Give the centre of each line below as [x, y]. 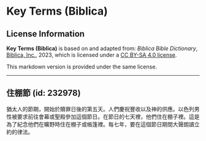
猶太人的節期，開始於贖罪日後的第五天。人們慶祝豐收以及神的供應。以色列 [100, 109]
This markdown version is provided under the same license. [82, 67]
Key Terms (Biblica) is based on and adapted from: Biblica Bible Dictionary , [102, 48]
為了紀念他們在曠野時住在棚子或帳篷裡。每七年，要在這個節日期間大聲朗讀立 [103, 124]
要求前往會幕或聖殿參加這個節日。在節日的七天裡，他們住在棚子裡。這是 [108, 117]
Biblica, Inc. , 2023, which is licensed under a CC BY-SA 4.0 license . [92, 55]
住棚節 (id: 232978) [44, 93]
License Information [45, 34]
